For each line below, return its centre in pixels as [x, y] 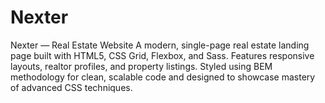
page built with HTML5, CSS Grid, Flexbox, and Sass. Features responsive [162, 55]
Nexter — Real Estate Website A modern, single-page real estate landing [160, 45]
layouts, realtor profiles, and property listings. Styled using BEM [141, 66]
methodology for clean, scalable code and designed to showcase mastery [163, 77]
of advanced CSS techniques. [71, 87]
